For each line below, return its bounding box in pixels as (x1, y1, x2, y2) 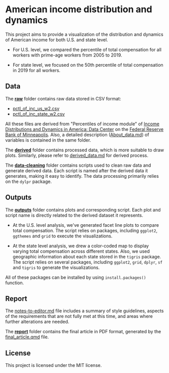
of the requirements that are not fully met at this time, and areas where (5, 313, 153, 319)
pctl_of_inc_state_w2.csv (12, 111, 65, 117)
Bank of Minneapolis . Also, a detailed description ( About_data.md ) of (5, 131, 150, 138)
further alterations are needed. (5, 318, 70, 325)
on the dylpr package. (5, 178, 52, 184)
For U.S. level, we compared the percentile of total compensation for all (12, 46, 161, 52)
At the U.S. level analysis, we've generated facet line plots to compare (12, 222, 159, 228)
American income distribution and (5, 4, 152, 15)
